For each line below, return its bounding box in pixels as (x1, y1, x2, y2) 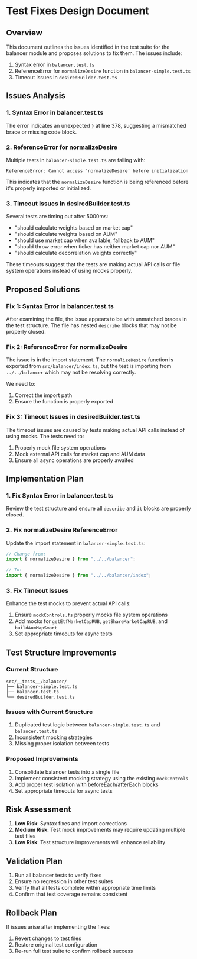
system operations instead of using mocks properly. (6, 267, 133, 275)
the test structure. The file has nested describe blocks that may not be (6, 321, 177, 329)
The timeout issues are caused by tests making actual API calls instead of (6, 426, 185, 433)
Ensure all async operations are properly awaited (14, 457, 134, 464)
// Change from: (6, 551, 46, 557)
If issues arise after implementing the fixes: (6, 924, 111, 931)
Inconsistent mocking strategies (14, 734, 93, 741)
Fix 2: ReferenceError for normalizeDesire (6, 343, 128, 351)
